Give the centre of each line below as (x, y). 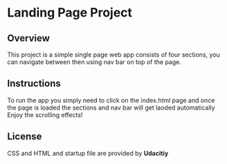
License (25, 137)
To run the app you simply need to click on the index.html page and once (111, 100)
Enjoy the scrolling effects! (45, 114)
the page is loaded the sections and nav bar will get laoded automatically (111, 107)
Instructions (34, 84)
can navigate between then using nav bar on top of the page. (94, 62)
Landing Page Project (70, 13)
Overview (29, 38)
